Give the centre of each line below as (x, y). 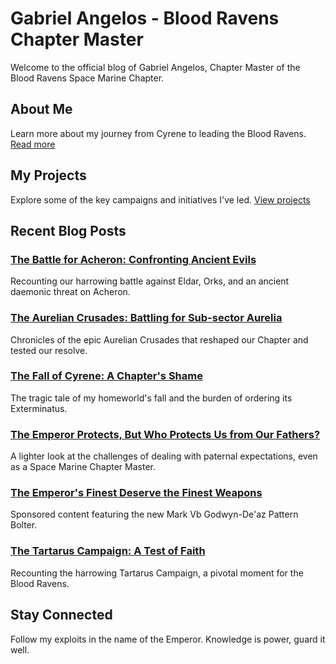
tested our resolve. (49, 350)
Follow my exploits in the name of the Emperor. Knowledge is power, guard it (168, 639)
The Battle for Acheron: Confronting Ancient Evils (133, 259)
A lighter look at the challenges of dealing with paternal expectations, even (164, 456)
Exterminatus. (39, 408)
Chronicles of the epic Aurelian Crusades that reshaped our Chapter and (159, 339)
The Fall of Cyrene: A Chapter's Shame (106, 376)
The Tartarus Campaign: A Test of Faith (108, 551)
